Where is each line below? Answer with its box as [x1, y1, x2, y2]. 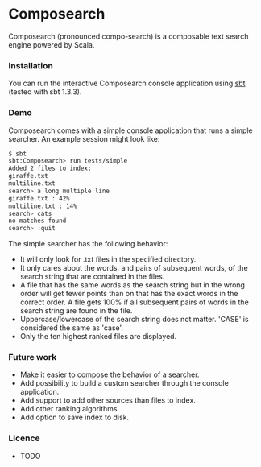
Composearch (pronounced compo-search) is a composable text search [8, 31, 249, 41]
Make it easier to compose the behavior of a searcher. [19, 370, 200, 379]
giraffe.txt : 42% [8, 194, 70, 202]
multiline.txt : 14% [8, 202, 78, 210]
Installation [8, 60, 54, 71]
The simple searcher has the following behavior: [8, 239, 168, 249]
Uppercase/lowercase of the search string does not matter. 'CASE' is [19, 315, 249, 324]
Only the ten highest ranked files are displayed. [19, 332, 177, 341]
